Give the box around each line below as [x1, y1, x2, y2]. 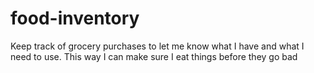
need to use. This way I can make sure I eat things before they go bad [10, 50, 298, 62]
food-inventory [10, 7, 140, 30]
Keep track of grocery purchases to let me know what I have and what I [10, 40, 305, 52]
